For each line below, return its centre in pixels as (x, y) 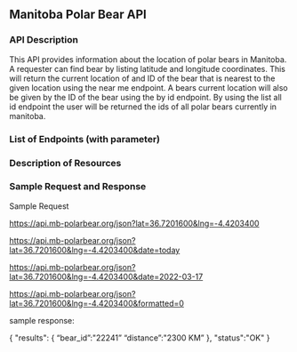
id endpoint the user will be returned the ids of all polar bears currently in (143, 107)
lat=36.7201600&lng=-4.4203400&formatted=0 (97, 303)
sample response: (42, 320)
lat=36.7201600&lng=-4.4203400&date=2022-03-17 (106, 276)
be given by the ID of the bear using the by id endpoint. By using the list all (145, 97)
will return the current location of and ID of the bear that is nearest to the (142, 78)
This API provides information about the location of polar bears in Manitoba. (148, 59)
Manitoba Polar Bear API (78, 15)
